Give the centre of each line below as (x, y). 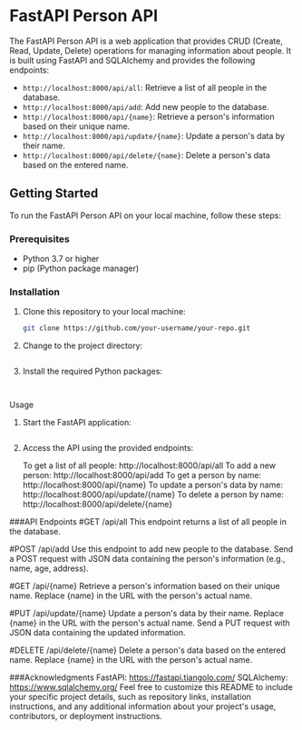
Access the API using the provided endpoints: (108, 448)
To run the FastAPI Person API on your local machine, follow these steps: (146, 215)
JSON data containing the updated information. (97, 633)
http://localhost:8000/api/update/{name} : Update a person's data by (154, 135)
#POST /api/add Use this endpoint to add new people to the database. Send (151, 549)
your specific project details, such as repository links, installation (131, 697)
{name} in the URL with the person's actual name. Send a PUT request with (150, 623)
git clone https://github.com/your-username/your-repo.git (136, 328)
